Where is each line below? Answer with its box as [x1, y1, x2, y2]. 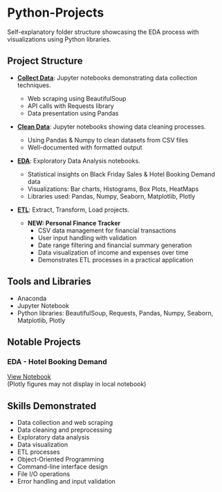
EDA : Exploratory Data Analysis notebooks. [17, 156, 140, 165]
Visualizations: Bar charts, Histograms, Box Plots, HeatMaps [27, 185, 199, 193]
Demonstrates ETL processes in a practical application [37, 255, 194, 264]
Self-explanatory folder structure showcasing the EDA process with [7, 28, 199, 36]
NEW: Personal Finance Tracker [27, 219, 121, 227]
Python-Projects [7, 5, 104, 21]
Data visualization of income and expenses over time [37, 248, 189, 257]
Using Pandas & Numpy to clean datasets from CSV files [27, 136, 189, 144]
